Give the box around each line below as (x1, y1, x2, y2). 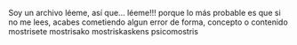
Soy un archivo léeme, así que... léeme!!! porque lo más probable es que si (8, 8, 281, 18)
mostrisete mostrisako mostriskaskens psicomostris (8, 26, 199, 36)
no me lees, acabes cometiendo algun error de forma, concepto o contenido (8, 17, 288, 27)
